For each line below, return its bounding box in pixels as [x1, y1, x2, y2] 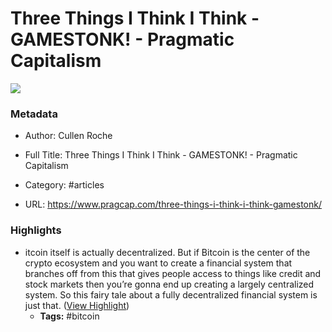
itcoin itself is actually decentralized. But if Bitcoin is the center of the [24, 246, 311, 258]
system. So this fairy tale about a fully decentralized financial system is [24, 288, 318, 301]
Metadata [10, 107, 58, 121]
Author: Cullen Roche [24, 130, 113, 142]
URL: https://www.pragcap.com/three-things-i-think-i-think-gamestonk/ [24, 198, 322, 211]
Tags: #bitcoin [39, 310, 100, 322]
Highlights [10, 223, 62, 237]
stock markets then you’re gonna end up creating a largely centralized [24, 278, 315, 290]
